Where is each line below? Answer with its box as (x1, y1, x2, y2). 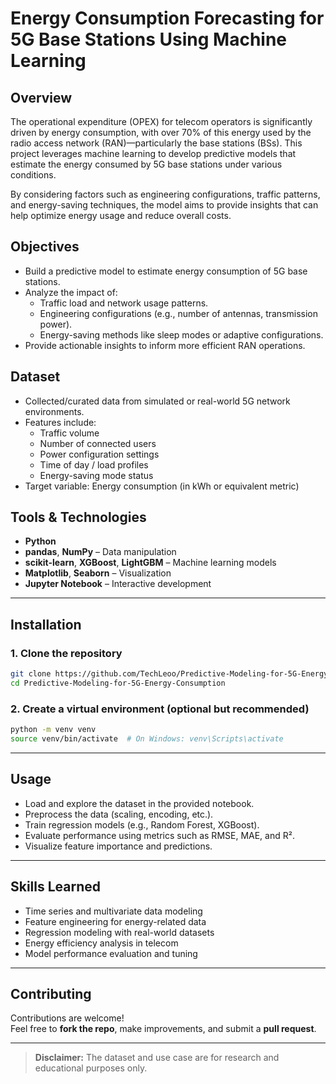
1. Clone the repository (10, 646, 123, 660)
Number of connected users (39, 437, 157, 449)
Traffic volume (39, 427, 100, 439)
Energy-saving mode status (39, 469, 154, 481)
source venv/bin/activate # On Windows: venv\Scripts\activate (10, 734, 284, 744)
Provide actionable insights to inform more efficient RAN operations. (24, 339, 306, 351)
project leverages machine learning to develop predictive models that (10, 148, 297, 159)
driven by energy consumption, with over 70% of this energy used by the (10, 127, 312, 138)
